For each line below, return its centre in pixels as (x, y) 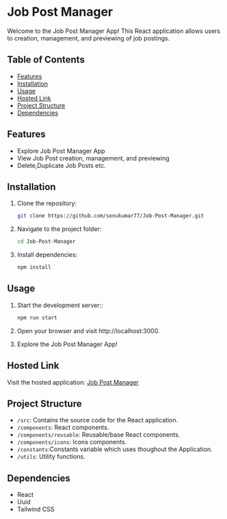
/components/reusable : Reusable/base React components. (98, 435)
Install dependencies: (47, 255)
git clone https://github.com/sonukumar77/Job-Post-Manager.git (110, 216)
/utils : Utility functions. (51, 457)
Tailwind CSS (36, 509)
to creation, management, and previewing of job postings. (89, 38)
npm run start (37, 317)
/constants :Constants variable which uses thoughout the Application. (115, 449)
